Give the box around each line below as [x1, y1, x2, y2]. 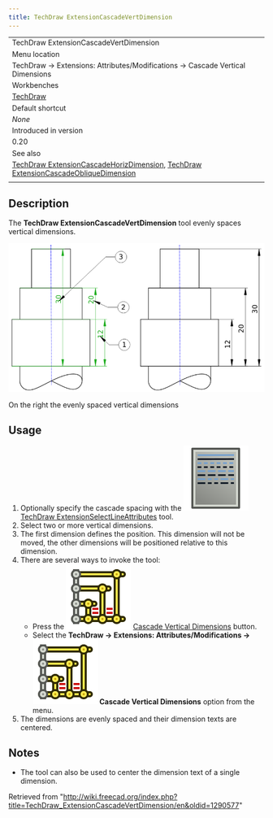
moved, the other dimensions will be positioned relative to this [19, 537, 228, 547]
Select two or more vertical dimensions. [19, 520, 154, 530]
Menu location [11, 49, 60, 59]
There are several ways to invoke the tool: [19, 555, 161, 564]
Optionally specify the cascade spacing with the [19, 503, 182, 512]
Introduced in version [11, 126, 84, 136]
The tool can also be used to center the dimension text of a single [19, 768, 240, 777]
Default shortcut [11, 102, 67, 113]
